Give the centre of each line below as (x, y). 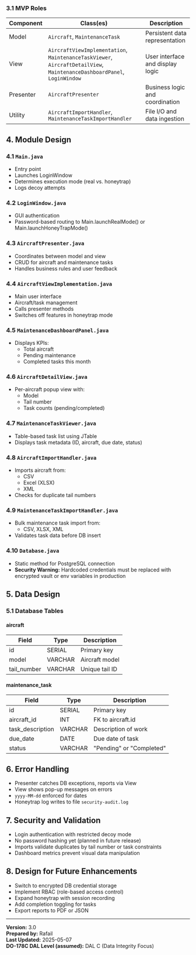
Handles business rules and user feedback (66, 268)
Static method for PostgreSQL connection (64, 563)
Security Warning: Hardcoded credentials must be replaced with (93, 570)
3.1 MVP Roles (26, 8)
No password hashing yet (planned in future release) (78, 841)
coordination (162, 102)
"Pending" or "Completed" (129, 748)
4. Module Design (39, 140)
